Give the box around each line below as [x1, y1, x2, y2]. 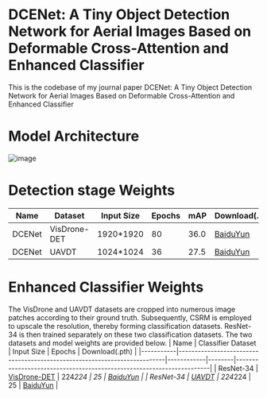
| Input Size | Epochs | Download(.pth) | [8, 346, 137, 356]
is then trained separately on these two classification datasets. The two [18, 330, 253, 339]
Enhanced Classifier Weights [8, 278, 204, 296]
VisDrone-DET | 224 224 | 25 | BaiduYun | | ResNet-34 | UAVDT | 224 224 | [8, 372, 252, 381]
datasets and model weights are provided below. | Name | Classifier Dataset [8, 338, 257, 347]
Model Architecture [8, 127, 140, 145]
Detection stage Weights [8, 181, 176, 199]
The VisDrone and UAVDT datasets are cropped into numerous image [8, 304, 236, 314]
